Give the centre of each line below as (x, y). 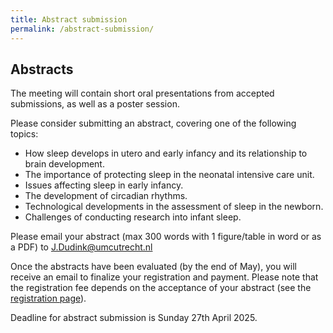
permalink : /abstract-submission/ (82, 29)
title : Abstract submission (69, 19)
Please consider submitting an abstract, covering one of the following (153, 123)
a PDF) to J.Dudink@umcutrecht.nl (81, 247)
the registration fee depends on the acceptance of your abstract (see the (161, 288)
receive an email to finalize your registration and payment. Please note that (164, 277)
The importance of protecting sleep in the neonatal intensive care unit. (169, 175)
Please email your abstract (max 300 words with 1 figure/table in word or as (166, 237)
